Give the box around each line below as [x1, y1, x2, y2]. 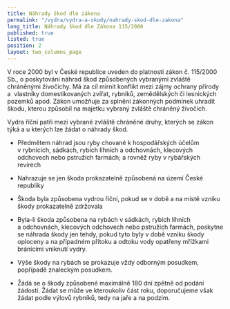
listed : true [7, 36, 45, 43]
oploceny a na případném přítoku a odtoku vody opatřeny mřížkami [17, 237, 209, 245]
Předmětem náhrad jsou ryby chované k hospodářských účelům [17, 138, 200, 147]
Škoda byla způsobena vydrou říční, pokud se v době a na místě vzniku [17, 194, 220, 203]
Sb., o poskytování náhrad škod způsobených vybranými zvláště [7, 75, 191, 83]
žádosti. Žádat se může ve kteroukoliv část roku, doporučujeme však [17, 286, 213, 294]
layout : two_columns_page [7, 49, 82, 56]
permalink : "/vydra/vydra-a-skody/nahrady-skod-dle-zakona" [7, 17, 184, 24]
